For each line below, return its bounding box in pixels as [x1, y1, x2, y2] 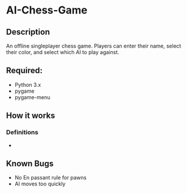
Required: [6, 66, 43, 76]
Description [6, 27, 50, 37]
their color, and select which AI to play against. [6, 49, 119, 56]
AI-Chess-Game [6, 4, 88, 17]
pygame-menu [14, 93, 51, 100]
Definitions [6, 128, 39, 137]
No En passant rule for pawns [14, 174, 87, 181]
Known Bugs [6, 158, 54, 168]
